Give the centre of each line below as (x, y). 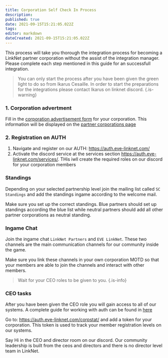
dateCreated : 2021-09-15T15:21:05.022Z (47, 39)
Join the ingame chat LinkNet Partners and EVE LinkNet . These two (76, 239)
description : (19, 15)
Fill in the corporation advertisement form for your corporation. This (76, 119)
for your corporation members (44, 165)
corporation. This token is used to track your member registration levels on (83, 325)
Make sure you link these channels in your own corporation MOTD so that (82, 260)
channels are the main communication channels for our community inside (82, 244)
